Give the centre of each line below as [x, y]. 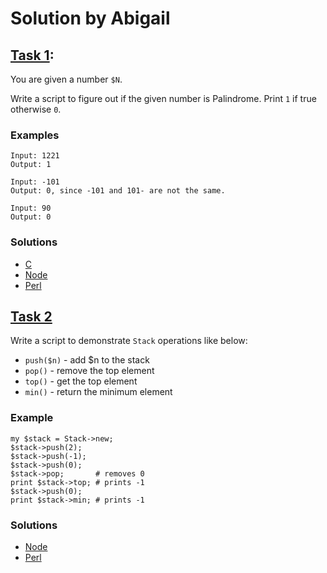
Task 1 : [32, 55]
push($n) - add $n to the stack [87, 360]
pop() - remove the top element [89, 371]
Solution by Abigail [90, 18]
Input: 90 [31, 208]
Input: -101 [35, 182]
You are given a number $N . [66, 79]
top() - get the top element [81, 381]
